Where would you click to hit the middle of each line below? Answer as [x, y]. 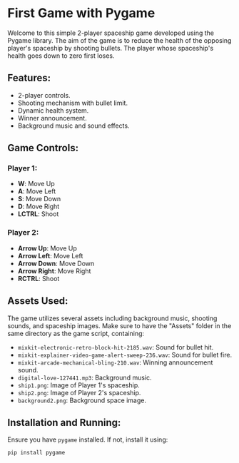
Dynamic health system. [53, 110]
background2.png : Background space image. [82, 400]
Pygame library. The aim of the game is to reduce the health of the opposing [119, 40]
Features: [29, 78]
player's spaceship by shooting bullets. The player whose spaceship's [111, 48]
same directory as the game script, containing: [76, 333]
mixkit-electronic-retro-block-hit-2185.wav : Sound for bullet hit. [116, 347]
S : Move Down [39, 199]
